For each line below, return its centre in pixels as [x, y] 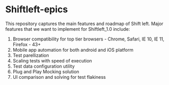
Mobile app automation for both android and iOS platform [73, 50]
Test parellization [31, 55]
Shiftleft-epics [37, 9]
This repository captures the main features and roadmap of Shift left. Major [84, 24]
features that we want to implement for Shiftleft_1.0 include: [68, 29]
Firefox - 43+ [27, 44]
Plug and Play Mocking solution [46, 71]
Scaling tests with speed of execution [52, 60]
